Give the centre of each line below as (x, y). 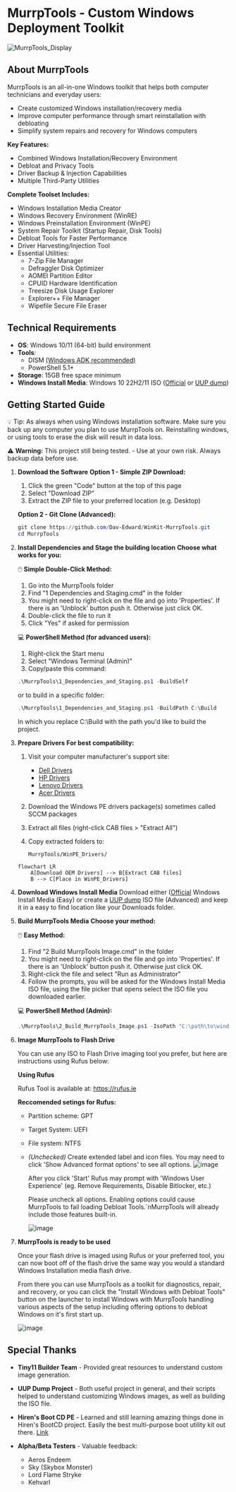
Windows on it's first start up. (60, 1314)
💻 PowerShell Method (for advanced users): (84, 637)
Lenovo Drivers (61, 785)
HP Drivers (54, 777)
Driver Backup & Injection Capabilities (72, 173)
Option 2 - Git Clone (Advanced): (67, 515)
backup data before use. (43, 458)
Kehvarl (39, 1482)
